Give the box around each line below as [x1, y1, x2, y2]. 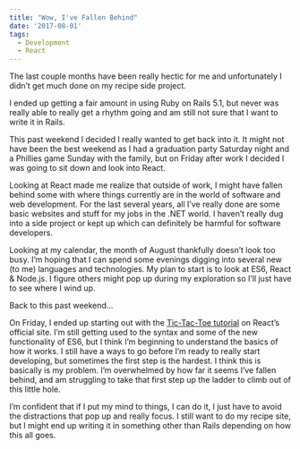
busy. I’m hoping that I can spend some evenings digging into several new [9, 254, 282, 265]
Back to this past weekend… [9, 301, 114, 311]
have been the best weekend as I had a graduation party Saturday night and [9, 144, 289, 155]
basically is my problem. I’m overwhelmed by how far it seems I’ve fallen [9, 365, 277, 376]
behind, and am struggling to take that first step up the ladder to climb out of [9, 375, 292, 385]
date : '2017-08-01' [9, 21, 82, 30]
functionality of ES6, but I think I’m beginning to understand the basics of [9, 336, 279, 347]
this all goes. [9, 430, 56, 441]
